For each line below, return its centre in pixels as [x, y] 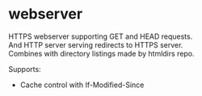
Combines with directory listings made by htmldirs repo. [102, 53]
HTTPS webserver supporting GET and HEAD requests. [101, 36]
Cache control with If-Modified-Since [82, 85]
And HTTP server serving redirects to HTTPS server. [96, 44]
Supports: [25, 69]
